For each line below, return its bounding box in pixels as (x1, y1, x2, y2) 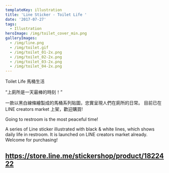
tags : (5, 21, 17, 27)
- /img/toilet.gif (10, 45, 49, 50)
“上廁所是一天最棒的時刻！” (5, 89, 63, 95)
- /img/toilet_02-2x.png (10, 54, 62, 60)
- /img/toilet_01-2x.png (10, 50, 62, 55)
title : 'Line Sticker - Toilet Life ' (5, 12, 87, 17)
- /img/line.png (10, 40, 44, 46)
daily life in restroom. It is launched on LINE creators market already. (5, 132, 148, 138)
